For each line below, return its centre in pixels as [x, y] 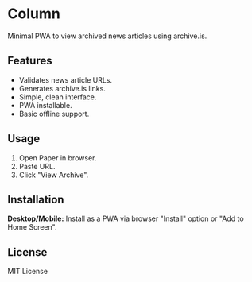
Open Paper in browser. [58, 158]
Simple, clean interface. [58, 97]
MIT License [28, 272]
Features [30, 61]
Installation [36, 199]
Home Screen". [32, 227]
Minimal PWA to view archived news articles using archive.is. [107, 36]
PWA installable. [45, 105]
